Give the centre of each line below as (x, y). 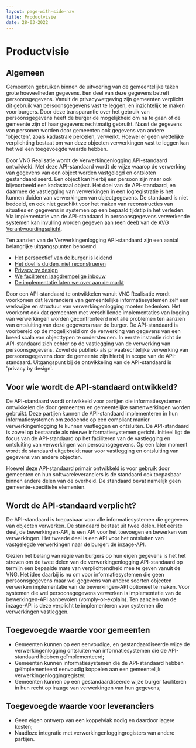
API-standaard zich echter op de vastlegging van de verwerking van (88, 344)
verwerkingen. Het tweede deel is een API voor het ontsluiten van (85, 538)
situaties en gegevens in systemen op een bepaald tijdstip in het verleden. (96, 210)
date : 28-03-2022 (27, 22)
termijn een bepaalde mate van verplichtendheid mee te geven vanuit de (93, 568)
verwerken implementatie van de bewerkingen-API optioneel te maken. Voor (98, 587)
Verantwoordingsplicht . (34, 229)
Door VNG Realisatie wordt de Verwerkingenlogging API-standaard (87, 160)
